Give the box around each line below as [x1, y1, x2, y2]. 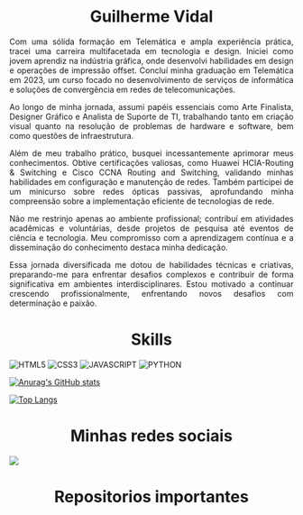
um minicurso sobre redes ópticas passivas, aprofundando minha [9, 186, 294, 197]
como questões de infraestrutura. [9, 130, 134, 141]
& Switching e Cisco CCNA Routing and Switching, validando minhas [9, 167, 294, 178]
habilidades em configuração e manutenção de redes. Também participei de [9, 176, 294, 187]
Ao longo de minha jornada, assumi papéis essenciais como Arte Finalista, [9, 101, 294, 112]
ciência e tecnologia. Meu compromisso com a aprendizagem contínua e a [9, 232, 294, 243]
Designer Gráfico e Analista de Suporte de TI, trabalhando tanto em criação [9, 111, 294, 122]
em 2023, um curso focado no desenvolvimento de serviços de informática [9, 74, 294, 85]
